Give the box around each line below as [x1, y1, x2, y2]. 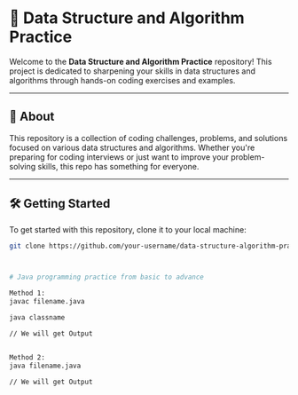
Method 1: [9, 288, 46, 298]
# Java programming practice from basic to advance [9, 273, 204, 282]
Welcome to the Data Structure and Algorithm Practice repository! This [9, 56, 272, 67]
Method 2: [9, 352, 46, 362]
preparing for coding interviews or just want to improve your [9, 151, 229, 162]
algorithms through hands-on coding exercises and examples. [9, 75, 236, 85]
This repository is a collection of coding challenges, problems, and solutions [9, 132, 288, 143]
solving [9, 161, 36, 171]
